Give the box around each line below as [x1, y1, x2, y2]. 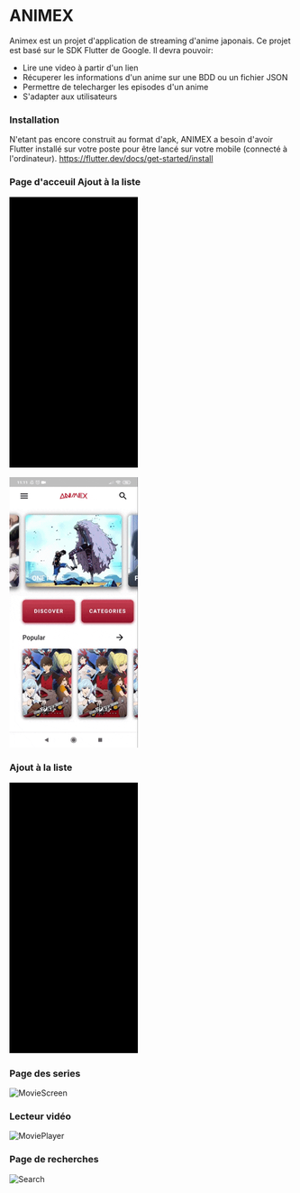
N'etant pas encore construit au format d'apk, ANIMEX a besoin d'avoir [9, 134, 273, 145]
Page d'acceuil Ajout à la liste [9, 176, 141, 188]
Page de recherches [9, 1153, 99, 1166]
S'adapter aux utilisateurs [22, 91, 118, 102]
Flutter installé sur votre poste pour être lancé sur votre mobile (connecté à [9, 143, 288, 154]
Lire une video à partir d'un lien [22, 62, 139, 73]
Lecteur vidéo [9, 1110, 72, 1123]
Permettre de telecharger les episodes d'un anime [22, 81, 209, 92]
